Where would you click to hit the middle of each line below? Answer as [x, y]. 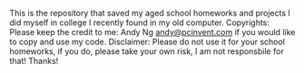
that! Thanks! [34, 61]
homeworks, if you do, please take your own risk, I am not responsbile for [147, 51]
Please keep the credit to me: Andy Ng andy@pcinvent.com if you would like [152, 32]
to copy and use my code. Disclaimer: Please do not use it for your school [147, 41]
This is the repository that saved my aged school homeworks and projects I [150, 13]
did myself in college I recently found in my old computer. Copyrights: [140, 23]
